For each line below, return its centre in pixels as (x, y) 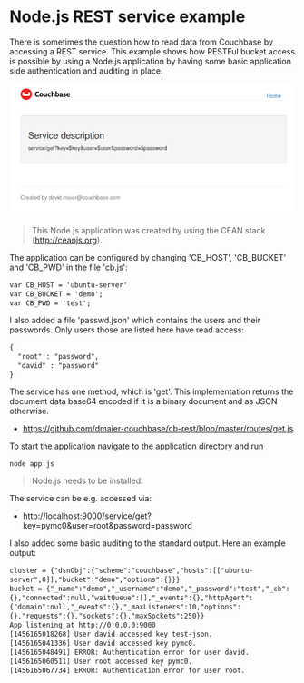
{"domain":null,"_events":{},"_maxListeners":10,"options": (126, 607)
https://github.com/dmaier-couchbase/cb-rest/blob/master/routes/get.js (158, 429)
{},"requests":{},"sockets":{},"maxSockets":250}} (107, 616)
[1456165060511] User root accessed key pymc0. (101, 662)
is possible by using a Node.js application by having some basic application (151, 61)
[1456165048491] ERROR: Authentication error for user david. (129, 653)
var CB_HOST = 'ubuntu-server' (69, 285)
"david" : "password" (59, 366)
